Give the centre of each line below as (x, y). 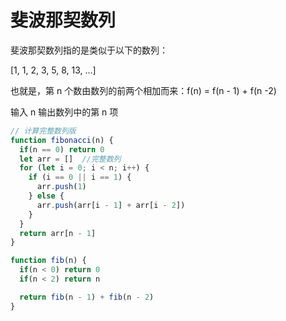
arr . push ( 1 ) (61, 187)
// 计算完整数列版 (43, 131)
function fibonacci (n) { (62, 140)
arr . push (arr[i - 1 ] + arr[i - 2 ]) (111, 205)
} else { (46, 196)
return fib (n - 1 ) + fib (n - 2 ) (87, 297)
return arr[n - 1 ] (58, 233)
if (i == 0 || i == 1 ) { (80, 177)
